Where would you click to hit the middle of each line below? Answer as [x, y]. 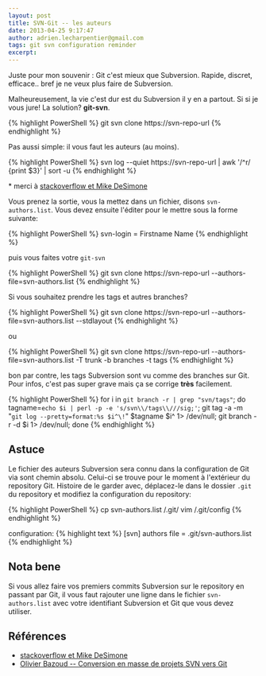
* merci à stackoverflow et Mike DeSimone [78, 186]
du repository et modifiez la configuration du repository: [100, 494]
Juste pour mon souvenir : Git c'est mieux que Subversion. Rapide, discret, [130, 75]
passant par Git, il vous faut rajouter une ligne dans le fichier [107, 594]
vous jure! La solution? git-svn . [59, 107]
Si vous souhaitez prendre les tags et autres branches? [98, 297]
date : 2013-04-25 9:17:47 [51, 30]
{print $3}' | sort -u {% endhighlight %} [72, 171]
